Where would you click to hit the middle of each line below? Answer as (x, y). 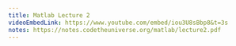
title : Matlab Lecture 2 (49, 15)
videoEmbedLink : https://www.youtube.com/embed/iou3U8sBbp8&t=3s (118, 23)
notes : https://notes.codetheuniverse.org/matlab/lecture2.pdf (115, 30)
